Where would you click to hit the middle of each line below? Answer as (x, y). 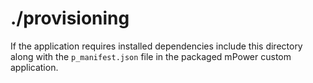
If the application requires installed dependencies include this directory (156, 46)
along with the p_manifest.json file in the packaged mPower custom (151, 56)
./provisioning (70, 18)
